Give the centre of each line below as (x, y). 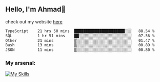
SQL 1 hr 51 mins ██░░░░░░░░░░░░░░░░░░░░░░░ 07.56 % (80, 36)
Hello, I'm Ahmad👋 (36, 9)
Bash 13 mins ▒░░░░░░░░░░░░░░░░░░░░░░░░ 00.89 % (80, 45)
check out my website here (34, 21)
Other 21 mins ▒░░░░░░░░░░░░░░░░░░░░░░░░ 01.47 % (80, 40)
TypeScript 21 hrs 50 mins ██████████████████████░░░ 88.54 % (80, 31)
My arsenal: (21, 63)
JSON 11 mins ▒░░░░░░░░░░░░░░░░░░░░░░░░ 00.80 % (80, 50)
